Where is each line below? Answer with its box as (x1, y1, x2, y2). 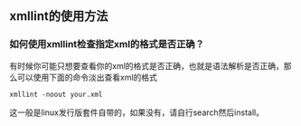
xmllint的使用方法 (9, 8, 108, 24)
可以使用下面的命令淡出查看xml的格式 (16, 72, 158, 82)
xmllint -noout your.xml (9, 90, 103, 99)
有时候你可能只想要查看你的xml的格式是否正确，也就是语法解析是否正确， (9, 60, 285, 71)
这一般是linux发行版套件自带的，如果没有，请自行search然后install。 (9, 107, 265, 118)
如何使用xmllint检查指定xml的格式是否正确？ (9, 38, 205, 51)
